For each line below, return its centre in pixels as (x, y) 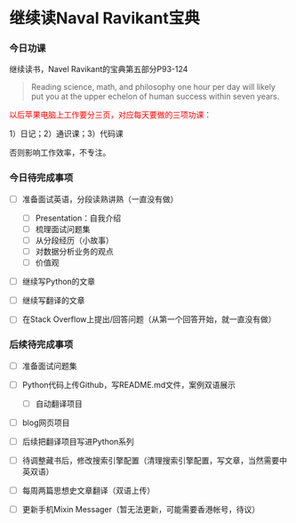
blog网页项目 (46, 422)
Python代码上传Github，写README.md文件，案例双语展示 (128, 384)
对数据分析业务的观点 (74, 252)
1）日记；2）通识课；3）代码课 (66, 133)
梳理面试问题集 (63, 229)
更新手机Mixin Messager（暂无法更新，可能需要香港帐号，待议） (141, 510)
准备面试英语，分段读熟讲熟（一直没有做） (100, 199)
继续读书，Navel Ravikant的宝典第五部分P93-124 (99, 69)
